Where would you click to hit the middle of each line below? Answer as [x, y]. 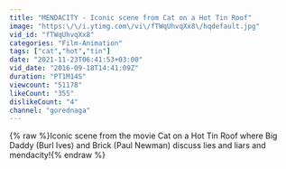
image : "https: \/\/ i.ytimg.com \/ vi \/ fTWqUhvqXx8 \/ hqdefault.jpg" [134, 26]
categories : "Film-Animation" [66, 43]
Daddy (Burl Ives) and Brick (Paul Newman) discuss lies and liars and [138, 146]
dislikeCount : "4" [44, 102]
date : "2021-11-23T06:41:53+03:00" [76, 60]
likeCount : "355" [42, 93]
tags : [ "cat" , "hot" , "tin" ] [60, 52]
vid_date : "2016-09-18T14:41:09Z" [74, 69]
